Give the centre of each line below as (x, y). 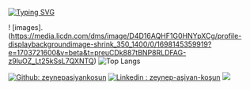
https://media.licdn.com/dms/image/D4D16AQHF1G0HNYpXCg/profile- (126, 36)
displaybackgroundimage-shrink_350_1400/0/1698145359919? (110, 44)
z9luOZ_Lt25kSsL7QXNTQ (51, 61)
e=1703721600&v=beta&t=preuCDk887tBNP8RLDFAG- (97, 52)
